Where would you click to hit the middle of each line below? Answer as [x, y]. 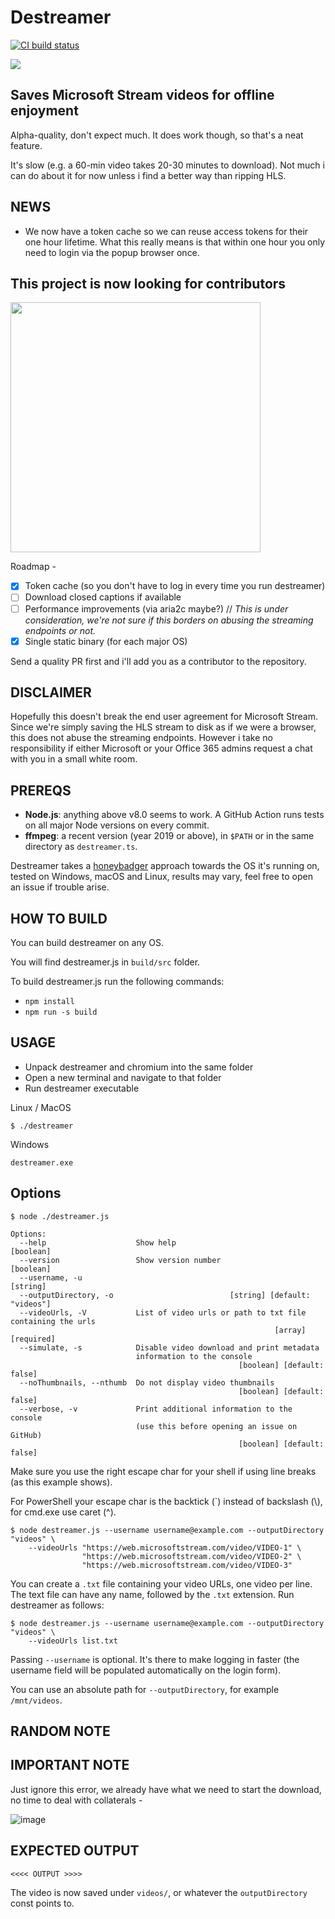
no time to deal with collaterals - [76, 1800]
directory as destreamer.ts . [81, 847]
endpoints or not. [60, 630]
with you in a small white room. [74, 759]
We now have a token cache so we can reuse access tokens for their [166, 231]
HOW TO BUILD [59, 918]
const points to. [42, 1903]
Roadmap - [33, 567]
